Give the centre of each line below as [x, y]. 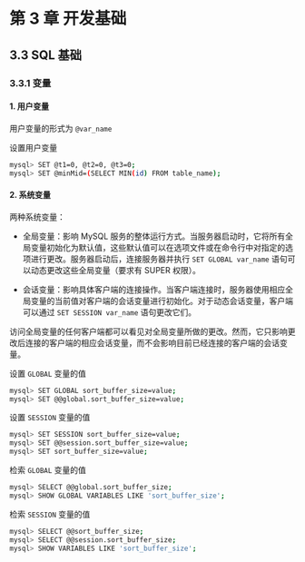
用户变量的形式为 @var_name [61, 128]
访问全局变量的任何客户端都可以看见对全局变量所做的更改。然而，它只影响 [148, 331]
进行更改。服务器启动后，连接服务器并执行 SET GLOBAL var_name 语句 [159, 259]
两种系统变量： [37, 217]
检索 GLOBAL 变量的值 [48, 470]
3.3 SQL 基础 [46, 55]
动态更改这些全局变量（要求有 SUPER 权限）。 [116, 270]
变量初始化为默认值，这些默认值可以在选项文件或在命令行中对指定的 [158, 247]
